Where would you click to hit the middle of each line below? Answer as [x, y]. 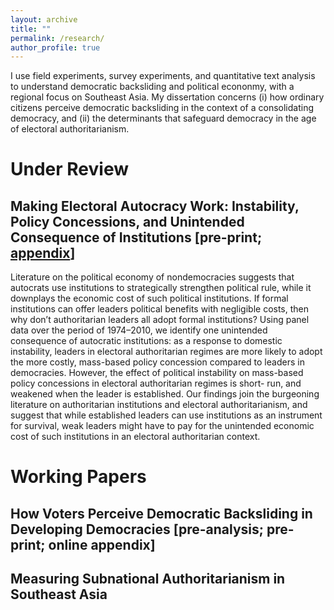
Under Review [69, 169]
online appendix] [102, 544]
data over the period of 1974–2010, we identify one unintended [139, 330]
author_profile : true [55, 47]
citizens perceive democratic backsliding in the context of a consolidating [162, 108]
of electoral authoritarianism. [70, 129]
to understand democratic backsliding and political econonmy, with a [152, 87]
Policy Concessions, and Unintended [127, 221]
